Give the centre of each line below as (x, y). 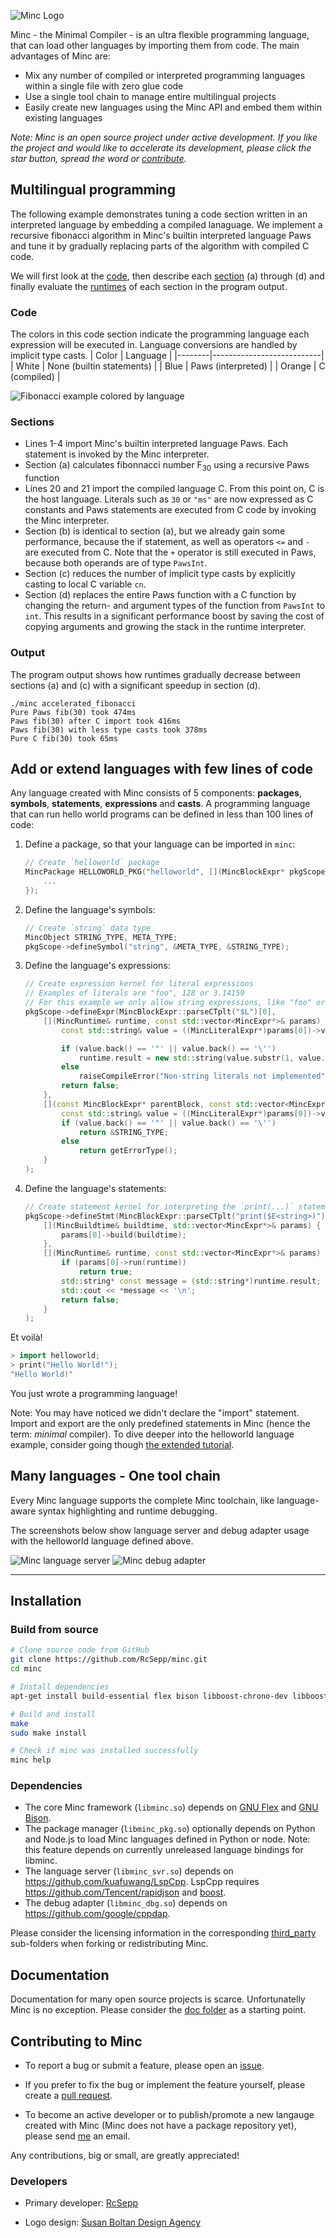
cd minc (26, 1669)
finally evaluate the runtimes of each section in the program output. (149, 286)
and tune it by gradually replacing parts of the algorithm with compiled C (160, 246)
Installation (46, 1601)
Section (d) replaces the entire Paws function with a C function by (160, 595)
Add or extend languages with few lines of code (162, 768)
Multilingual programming (93, 190)
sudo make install (48, 1733)
